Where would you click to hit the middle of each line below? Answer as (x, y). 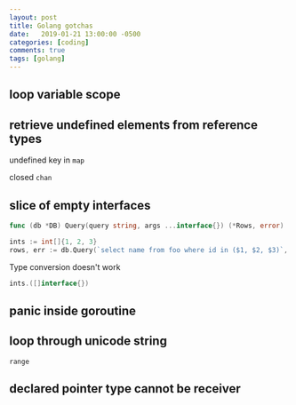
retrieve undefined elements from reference (133, 125)
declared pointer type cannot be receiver (125, 389)
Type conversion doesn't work (65, 266)
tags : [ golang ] (37, 59)
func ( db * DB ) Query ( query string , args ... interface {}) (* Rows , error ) (147, 226)
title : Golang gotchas (51, 26)
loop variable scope (65, 95)
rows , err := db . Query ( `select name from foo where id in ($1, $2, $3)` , (149, 250)
